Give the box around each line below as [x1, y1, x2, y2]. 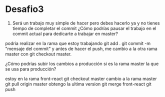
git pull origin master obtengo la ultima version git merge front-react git [5, 81, 151, 87]
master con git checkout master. [5, 51, 71, 57]
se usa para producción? [5, 66, 56, 72]
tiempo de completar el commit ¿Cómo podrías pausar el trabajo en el [12, 25, 156, 31]
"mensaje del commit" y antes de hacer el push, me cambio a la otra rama [5, 45, 157, 51]
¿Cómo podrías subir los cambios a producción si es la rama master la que [5, 60, 159, 66]
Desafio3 [5, 3, 44, 15]
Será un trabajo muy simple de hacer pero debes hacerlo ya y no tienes [12, 20, 160, 26]
